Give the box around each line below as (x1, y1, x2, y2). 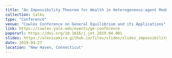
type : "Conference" (5, 17, 47, 22)
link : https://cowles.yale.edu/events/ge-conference (5, 26, 120, 31)
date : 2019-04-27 (5, 40, 42, 45)
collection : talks (5, 12, 45, 17)
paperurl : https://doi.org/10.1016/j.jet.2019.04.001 (5, 31, 123, 36)
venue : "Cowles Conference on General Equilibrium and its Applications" (5, 21, 166, 27)
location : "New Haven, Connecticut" (5, 45, 83, 50)
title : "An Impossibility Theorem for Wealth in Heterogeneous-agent (5, 7, 157, 13)
